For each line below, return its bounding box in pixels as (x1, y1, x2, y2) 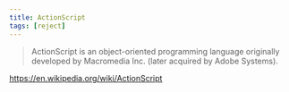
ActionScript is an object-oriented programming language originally (30, 46, 280, 56)
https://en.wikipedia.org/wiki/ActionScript (9, 72, 163, 83)
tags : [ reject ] (9, 21, 66, 30)
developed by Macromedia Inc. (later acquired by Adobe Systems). (30, 55, 279, 66)
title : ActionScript (9, 13, 87, 22)
